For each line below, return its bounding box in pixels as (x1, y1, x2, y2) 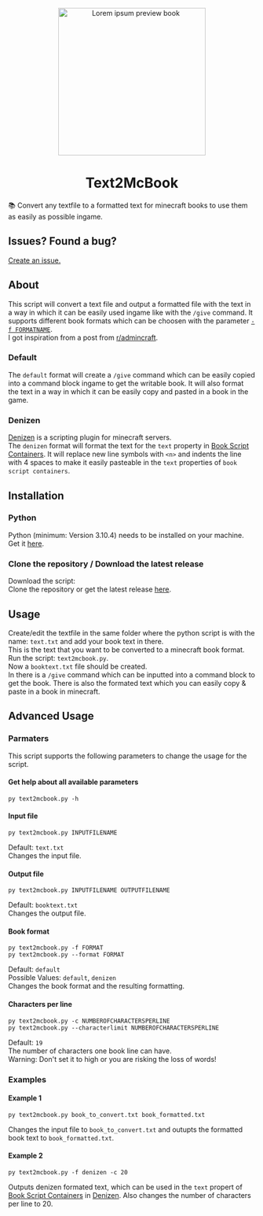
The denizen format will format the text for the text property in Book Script (8, 441, 250, 451)
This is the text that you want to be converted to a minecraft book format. (8, 645, 245, 654)
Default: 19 (8, 1037, 43, 1047)
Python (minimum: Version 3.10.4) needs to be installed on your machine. (8, 530, 245, 540)
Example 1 (8, 1093, 42, 1103)
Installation (8, 488, 64, 503)
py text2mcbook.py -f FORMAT (8, 944, 104, 952)
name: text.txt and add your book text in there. (8, 636, 164, 646)
